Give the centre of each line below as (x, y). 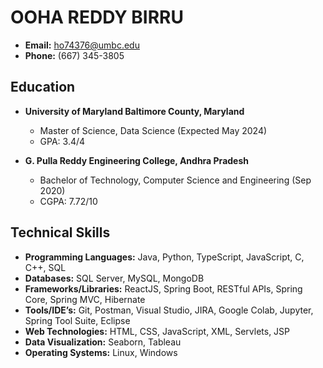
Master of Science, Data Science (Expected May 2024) (153, 130)
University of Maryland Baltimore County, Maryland (134, 111)
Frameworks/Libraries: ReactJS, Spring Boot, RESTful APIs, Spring (163, 288)
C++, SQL (45, 267)
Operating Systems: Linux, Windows (101, 352)
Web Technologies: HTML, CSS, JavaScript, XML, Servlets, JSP (157, 331)
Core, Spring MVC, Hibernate (85, 299)
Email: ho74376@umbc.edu (82, 45)
